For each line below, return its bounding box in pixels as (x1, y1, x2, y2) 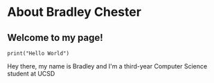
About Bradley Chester (7, 4, 142, 20)
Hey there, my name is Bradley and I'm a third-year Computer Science (7, 62, 208, 70)
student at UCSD (7, 70, 55, 77)
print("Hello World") (7, 50, 70, 57)
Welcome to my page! (7, 32, 104, 44)
